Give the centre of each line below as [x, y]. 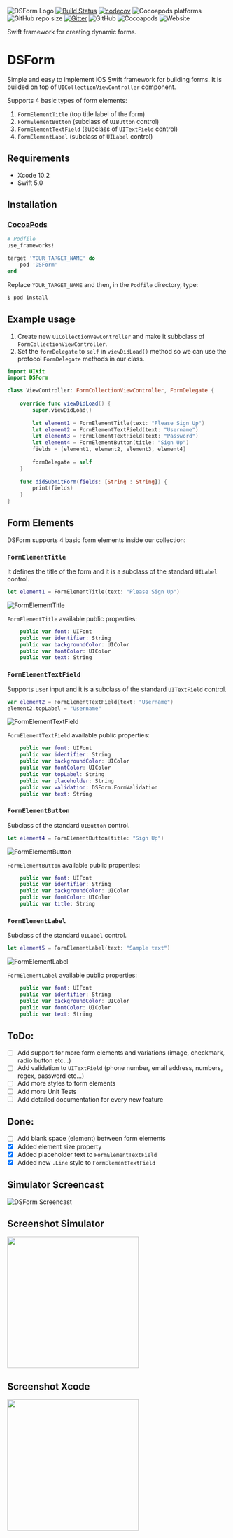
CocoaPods [27, 225]
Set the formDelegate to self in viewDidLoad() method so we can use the [122, 351]
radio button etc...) [44, 1060]
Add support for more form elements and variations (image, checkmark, [121, 1053]
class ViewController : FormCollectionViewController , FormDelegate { [111, 391]
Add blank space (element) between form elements [91, 1139]
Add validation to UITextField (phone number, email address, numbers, [120, 1068]
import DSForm [28, 378]
